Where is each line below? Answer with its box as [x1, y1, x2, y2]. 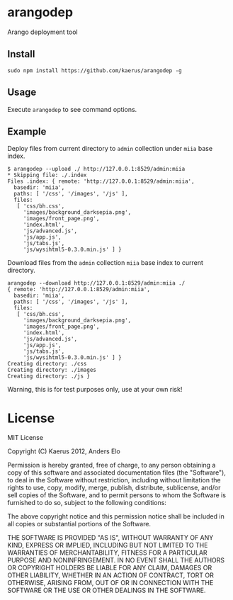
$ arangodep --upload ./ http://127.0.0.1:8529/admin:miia [7, 166, 186, 173]
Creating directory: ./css [7, 361, 87, 368]
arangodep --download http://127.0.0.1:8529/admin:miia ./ [7, 280, 186, 287]
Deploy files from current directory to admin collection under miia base [7, 145, 213, 153]
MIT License [7, 434, 44, 442]
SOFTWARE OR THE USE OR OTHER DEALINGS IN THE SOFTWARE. [7, 586, 206, 595]
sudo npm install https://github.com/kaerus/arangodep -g [7, 67, 182, 74]
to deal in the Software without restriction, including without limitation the [7, 476, 221, 485]
